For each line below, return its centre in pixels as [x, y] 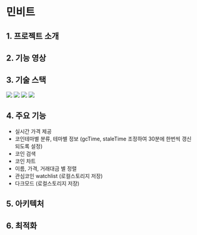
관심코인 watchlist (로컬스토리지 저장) [59, 176]
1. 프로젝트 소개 [33, 36]
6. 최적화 [22, 226]
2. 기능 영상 [26, 58]
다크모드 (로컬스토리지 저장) [47, 183]
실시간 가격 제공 [33, 131]
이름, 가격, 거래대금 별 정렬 [46, 168]
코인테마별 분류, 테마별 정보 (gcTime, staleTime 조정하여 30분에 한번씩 [97, 139]
